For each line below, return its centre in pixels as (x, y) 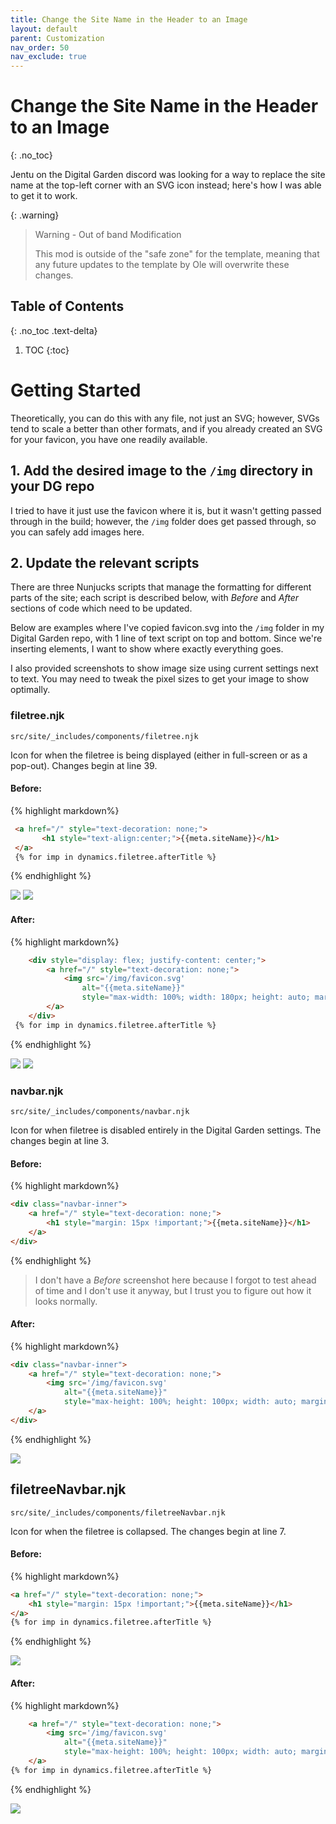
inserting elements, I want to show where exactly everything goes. (147, 649)
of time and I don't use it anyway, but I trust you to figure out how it (173, 1290)
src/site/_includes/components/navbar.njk (100, 1111)
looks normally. (66, 1301)
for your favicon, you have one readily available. (109, 439)
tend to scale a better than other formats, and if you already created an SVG (166, 428)
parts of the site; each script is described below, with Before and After (155, 598)
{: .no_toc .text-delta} (54, 330)
